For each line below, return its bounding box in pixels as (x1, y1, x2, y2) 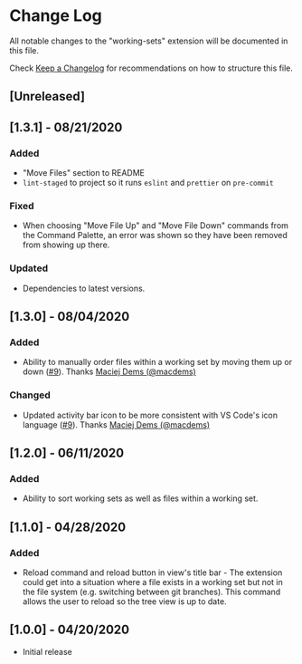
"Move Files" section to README (22, 168, 145, 178)
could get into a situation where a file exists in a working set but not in (22, 576, 283, 587)
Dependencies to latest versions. (22, 283, 146, 294)
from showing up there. (22, 239, 110, 250)
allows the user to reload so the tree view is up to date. (22, 595, 228, 607)
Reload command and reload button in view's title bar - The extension (22, 567, 283, 578)
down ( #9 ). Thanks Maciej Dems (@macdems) (22, 366, 196, 377)
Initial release (22, 646, 72, 657)
